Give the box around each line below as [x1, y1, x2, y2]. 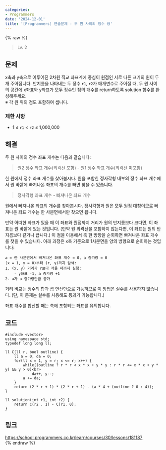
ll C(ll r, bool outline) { [5, 349, 63, 354]
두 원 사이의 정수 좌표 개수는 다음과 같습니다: [5, 154, 91, 160]
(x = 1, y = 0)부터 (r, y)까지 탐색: [5, 261, 77, 266]
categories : [5, 7, 30, 12]
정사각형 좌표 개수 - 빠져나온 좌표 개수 [17, 192, 91, 198]
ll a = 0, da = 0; [14, 354, 52, 359]
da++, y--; [31, 371, 55, 376]
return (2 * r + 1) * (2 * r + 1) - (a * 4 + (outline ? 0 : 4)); [14, 384, 154, 389]
